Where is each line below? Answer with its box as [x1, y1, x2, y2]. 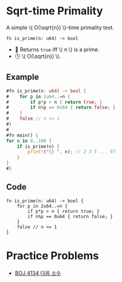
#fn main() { [6, 132, 39, 138]
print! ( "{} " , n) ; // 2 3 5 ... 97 [27, 149, 116, 155]
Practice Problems [6, 249, 99, 262]
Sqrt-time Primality [6, 4, 103, 18]
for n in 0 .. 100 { [6, 138, 52, 144]
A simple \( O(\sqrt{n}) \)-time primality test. [6, 24, 114, 31]
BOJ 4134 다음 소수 [14, 269, 61, 277]
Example [6, 72, 39, 82]
